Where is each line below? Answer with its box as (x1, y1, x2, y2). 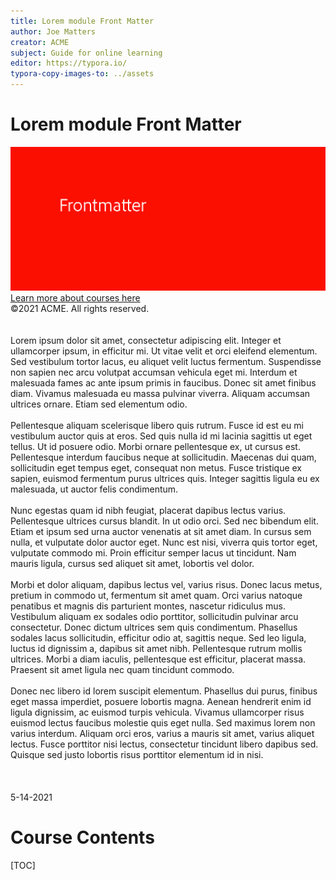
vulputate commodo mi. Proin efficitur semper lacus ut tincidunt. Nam (10, 546, 297, 559)
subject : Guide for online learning (10, 48, 163, 58)
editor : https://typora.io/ (10, 58, 128, 69)
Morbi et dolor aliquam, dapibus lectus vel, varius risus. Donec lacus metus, (10, 578, 323, 590)
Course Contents (10, 826, 155, 849)
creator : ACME (10, 37, 70, 47)
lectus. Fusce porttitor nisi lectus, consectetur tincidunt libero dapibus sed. (10, 738, 319, 750)
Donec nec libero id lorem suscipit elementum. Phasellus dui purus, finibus (10, 685, 318, 697)
